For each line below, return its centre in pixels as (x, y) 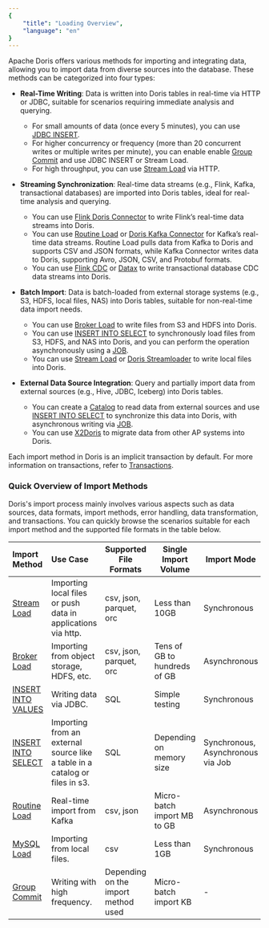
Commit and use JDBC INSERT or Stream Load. (110, 161)
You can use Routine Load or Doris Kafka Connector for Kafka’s (137, 234)
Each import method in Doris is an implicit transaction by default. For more (131, 457)
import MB (174, 816)
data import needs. (51, 309)
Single (175, 549)
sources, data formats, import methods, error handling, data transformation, (133, 512)
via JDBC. (70, 704)
